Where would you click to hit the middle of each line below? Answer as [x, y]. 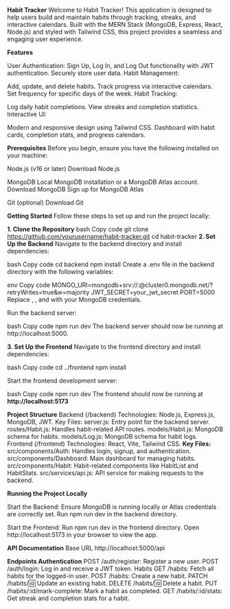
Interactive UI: [27, 114]
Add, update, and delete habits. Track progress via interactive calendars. [110, 86]
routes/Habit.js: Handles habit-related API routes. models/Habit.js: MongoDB [115, 429]
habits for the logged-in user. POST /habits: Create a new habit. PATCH [107, 576]
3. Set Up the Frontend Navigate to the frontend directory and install [104, 347]
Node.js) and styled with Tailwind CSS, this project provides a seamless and [114, 32]
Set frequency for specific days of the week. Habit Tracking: [92, 93]
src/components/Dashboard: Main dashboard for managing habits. [101, 458]
